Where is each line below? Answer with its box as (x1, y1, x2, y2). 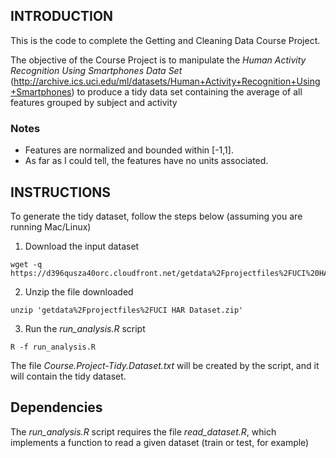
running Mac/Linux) (10, 220, 92, 233)
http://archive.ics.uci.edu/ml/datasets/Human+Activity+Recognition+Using (13, 75, 321, 87)
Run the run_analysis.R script (24, 322, 146, 334)
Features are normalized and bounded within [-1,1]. (24, 144, 234, 156)
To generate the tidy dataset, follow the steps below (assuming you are (10, 210, 303, 222)
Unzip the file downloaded (24, 285, 134, 298)
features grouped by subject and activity (10, 96, 178, 108)
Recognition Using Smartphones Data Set (10, 64, 183, 76)
